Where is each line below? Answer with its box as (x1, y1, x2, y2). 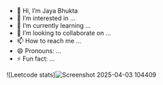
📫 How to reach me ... (16, 37, 81, 45)
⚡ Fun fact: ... (16, 54, 55, 63)
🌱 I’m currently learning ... (16, 22, 91, 29)
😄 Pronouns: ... (16, 47, 62, 55)
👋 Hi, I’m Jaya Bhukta (16, 7, 78, 15)
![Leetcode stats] (6, 70, 56, 79)
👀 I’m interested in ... (16, 14, 76, 22)
